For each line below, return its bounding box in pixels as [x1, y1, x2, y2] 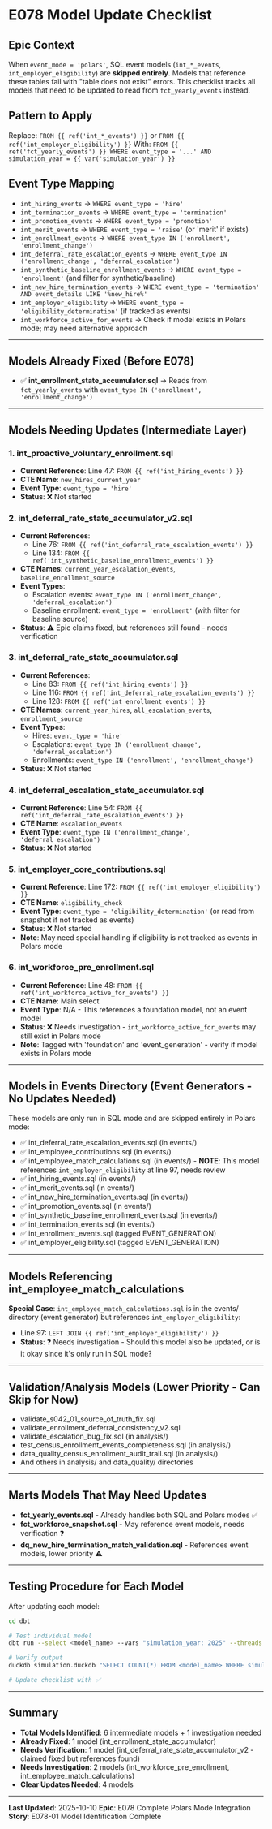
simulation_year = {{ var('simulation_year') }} [8, 154, 176, 163]
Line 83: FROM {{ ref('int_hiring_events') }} [32, 679, 189, 688]
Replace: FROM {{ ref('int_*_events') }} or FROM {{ [8, 130, 185, 140]
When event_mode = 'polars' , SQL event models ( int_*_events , [8, 59, 221, 69]
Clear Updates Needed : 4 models [19, 1779, 134, 1789]
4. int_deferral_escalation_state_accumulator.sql [8, 784, 205, 796]
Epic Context [8, 38, 75, 52]
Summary [8, 1706, 59, 1720]
